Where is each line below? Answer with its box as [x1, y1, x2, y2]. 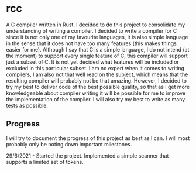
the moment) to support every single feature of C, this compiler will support [6, 52, 188, 59]
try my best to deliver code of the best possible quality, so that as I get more [6, 83, 190, 90]
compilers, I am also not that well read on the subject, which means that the [6, 71, 188, 78]
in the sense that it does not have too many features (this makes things [6, 40, 177, 47]
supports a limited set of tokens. [6, 158, 84, 165]
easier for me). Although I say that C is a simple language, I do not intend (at [6, 46, 190, 53]
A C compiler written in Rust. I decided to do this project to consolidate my [6, 21, 185, 28]
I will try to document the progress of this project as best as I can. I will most [6, 134, 190, 142]
